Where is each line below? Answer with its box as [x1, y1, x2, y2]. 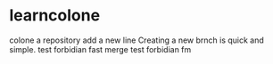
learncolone [9, 5, 101, 26]
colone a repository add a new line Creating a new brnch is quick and [9, 35, 265, 45]
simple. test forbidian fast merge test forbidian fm [9, 44, 192, 54]
